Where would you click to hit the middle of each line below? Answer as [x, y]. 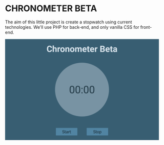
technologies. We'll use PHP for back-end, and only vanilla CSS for [72, 27]
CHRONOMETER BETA [51, 9]
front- [146, 27]
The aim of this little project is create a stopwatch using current [69, 22]
